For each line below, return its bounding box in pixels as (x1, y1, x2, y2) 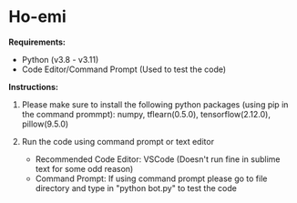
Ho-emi (8, 6, 67, 27)
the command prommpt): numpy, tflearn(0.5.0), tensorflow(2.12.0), (21, 108, 271, 119)
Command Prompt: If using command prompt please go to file (35, 173, 268, 184)
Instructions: (8, 81, 59, 92)
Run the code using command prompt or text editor (21, 136, 215, 147)
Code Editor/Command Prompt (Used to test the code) (21, 64, 227, 75)
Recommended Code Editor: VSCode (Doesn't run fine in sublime (35, 153, 281, 165)
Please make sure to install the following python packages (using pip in (21, 98, 289, 110)
